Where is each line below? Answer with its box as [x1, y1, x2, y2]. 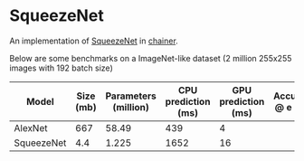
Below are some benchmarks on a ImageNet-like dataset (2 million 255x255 [9, 52, 292, 63]
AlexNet [14, 121, 48, 134]
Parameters [105, 90, 157, 102]
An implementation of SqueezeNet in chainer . [9, 35, 178, 46]
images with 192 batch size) [9, 62, 113, 73]
